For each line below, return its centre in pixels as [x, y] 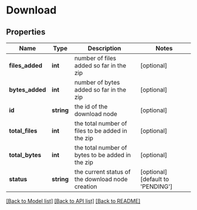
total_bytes [25, 155]
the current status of [102, 172]
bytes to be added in [102, 155]
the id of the [91, 106]
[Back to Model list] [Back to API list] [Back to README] [73, 201]
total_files [23, 131]
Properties [26, 32]
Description [104, 48]
